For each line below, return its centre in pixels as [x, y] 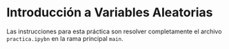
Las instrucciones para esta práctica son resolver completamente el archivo [114, 31]
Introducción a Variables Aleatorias [110, 13]
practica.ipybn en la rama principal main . [65, 38]
